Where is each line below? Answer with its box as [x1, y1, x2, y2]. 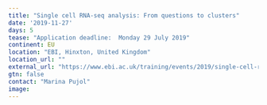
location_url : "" [8, 56, 66, 64]
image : [8, 84, 30, 93]
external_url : [8, 63, 56, 71]
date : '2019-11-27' [8, 19, 73, 27]
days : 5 [8, 26, 34, 34]
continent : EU [8, 41, 56, 49]
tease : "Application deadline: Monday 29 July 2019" [8, 33, 191, 42]
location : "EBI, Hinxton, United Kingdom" [8, 48, 151, 56]
